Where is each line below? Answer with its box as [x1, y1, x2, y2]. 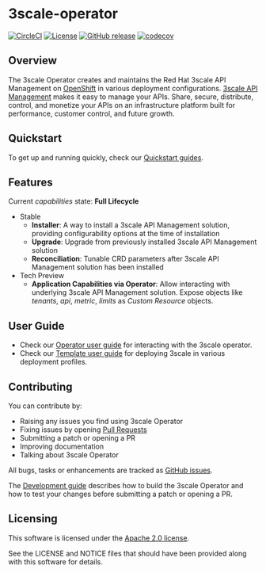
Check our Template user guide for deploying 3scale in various [19, 349, 226, 358]
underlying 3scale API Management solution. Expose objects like [31, 288, 243, 297]
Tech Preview [19, 271, 65, 281]
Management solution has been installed [31, 262, 164, 272]
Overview [8, 54, 58, 67]
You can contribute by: [8, 401, 82, 411]
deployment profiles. [19, 357, 88, 367]
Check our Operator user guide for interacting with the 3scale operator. [19, 340, 253, 350]
